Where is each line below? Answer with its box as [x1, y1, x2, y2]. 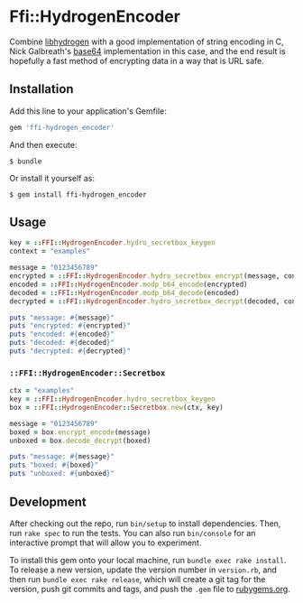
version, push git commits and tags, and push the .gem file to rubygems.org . [9, 583, 291, 594]
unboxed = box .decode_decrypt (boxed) [9, 436, 151, 445]
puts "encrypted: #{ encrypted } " [9, 321, 131, 330]
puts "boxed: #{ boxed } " [9, 460, 99, 470]
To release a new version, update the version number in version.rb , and [9, 564, 278, 575]
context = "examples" [9, 246, 91, 256]
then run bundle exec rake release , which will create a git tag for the [9, 573, 266, 584]
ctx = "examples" [9, 386, 75, 395]
